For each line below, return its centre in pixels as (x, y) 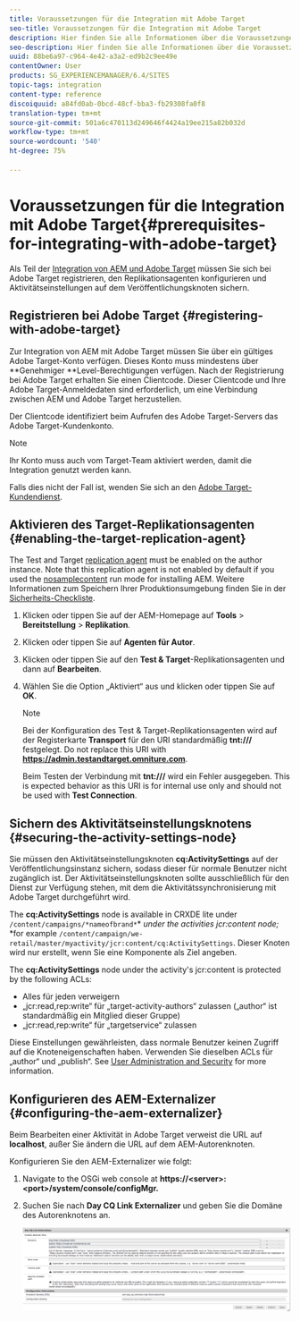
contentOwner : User (46, 66)
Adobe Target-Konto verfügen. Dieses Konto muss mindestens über (134, 360)
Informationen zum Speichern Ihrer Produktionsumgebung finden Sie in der (148, 589)
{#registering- (222, 316)
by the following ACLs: (50, 979)
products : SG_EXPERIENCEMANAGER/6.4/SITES (89, 76)
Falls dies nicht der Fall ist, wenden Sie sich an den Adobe (116, 487)
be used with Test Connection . (79, 795)
